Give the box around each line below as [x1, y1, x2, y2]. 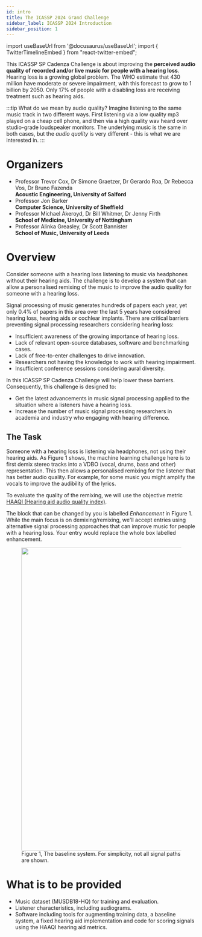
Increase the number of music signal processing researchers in [14, 408, 172, 415]
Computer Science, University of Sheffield [14, 204, 124, 211]
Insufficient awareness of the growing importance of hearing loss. [14, 333, 179, 340]
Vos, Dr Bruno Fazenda [14, 184, 73, 191]
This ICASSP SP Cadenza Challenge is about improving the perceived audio [6, 61, 196, 68]
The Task [6, 431, 42, 442]
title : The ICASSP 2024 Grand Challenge [6, 15, 110, 21]
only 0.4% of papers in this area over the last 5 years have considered [6, 308, 181, 316]
